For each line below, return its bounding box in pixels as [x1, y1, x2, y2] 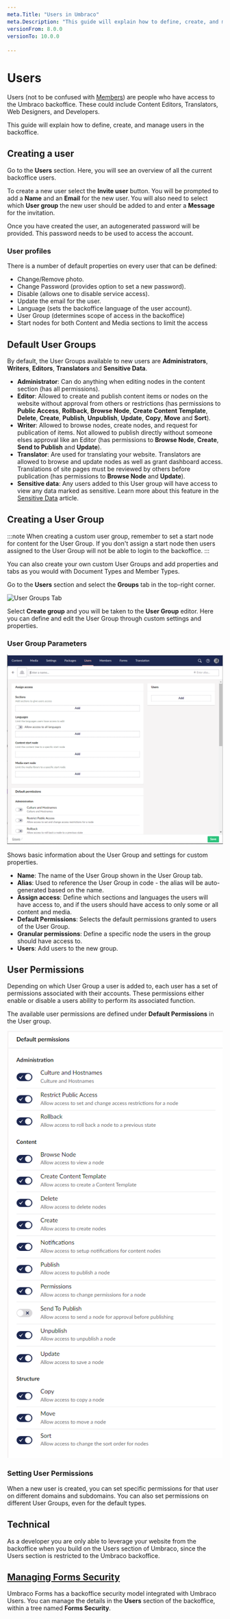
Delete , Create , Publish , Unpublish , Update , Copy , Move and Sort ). [16, 413, 211, 422]
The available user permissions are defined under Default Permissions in [7, 1010, 214, 1018]
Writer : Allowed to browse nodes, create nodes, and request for [16, 421, 198, 429]
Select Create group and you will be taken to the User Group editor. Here [7, 607, 214, 615]
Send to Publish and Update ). [16, 443, 102, 451]
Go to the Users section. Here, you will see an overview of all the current [7, 166, 212, 174]
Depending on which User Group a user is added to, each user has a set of [7, 982, 218, 990]
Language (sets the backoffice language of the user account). [16, 304, 192, 313]
